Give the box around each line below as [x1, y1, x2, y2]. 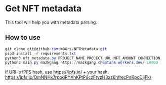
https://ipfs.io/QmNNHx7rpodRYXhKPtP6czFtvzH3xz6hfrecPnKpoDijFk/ [5, 74, 152, 80]
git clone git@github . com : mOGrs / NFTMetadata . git [5, 46, 107, 52]
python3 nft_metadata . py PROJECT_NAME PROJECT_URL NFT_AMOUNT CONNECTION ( [5, 56, 163, 60]
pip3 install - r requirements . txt [5, 51, 77, 56]
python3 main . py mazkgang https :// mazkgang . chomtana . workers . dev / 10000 [5, 60, 158, 65]
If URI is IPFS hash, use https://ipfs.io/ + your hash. [5, 69, 109, 75]
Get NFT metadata [5, 3, 82, 14]
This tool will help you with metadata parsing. [5, 19, 97, 25]
